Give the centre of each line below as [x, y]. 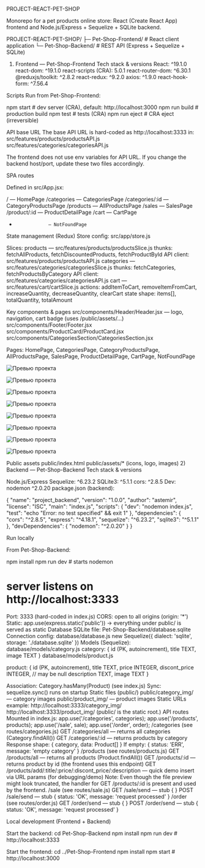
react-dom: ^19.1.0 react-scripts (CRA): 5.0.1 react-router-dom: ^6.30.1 [103, 70]
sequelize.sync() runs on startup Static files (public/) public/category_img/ [100, 692]
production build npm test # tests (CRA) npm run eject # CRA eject [90, 114]
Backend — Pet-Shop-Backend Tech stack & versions [74, 470]
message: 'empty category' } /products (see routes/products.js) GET [93, 751]
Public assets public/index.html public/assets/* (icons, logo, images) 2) [96, 463]
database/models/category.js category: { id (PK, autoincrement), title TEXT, [101, 649]
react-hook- [173, 77]
